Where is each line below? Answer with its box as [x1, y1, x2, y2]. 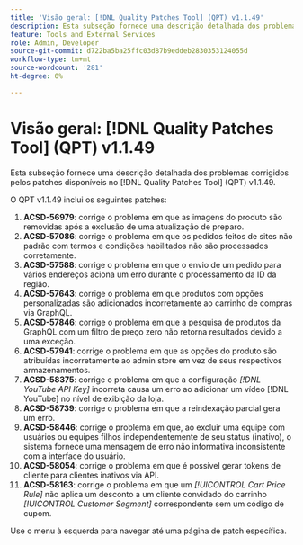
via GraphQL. [22, 307, 73, 317]
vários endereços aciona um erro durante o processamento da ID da [22, 269, 277, 280]
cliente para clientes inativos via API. [22, 469, 160, 480]
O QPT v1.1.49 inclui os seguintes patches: [10, 194, 167, 205]
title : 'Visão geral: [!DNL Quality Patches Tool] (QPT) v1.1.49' [10, 13, 264, 22]
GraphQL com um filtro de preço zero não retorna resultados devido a [22, 326, 282, 337]
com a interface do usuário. [22, 451, 126, 461]
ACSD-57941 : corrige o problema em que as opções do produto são [22, 345, 278, 356]
